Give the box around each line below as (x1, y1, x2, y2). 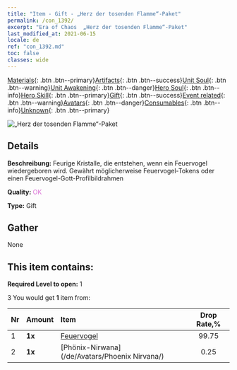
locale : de (7, 37, 39, 44)
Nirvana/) (133, 352, 164, 362)
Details (7, 140, 39, 152)
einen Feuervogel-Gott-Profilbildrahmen (7, 174, 124, 183)
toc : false (7, 50, 39, 57)
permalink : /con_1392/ (7, 17, 74, 24)
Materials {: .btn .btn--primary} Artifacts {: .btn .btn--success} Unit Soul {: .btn (7, 76, 227, 84)
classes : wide (7, 57, 49, 64)
